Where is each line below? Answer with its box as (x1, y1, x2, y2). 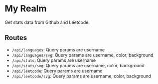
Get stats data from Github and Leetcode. (4, 19, 90, 25)
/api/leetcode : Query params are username (11, 68, 103, 74)
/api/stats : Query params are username (11, 57, 96, 63)
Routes (4, 34, 27, 42)
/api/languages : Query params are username (11, 46, 105, 52)
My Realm (4, 3, 47, 14)
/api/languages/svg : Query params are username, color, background (11, 52, 154, 58)
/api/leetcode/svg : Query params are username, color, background (11, 73, 152, 79)
